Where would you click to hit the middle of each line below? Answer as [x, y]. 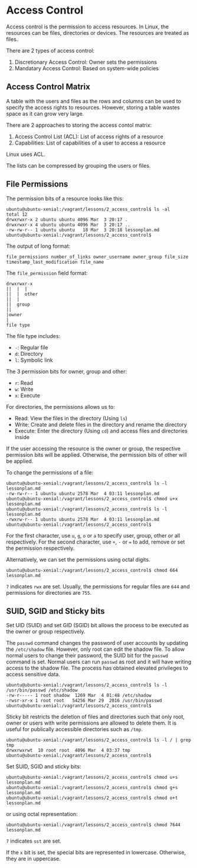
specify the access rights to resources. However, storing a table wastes [93, 107]
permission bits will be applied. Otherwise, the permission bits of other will [96, 454]
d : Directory [29, 353]
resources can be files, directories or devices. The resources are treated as [98, 32]
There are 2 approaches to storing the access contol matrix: [79, 125]
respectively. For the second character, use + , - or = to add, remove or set [96, 542]
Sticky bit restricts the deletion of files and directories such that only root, [95, 717]
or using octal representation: [42, 814]
